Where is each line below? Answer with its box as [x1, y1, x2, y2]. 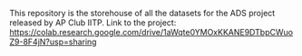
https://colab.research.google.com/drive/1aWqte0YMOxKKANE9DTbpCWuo [9, 27, 293, 37]
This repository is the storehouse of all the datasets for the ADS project [9, 8, 276, 18]
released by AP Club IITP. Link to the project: [9, 17, 177, 28]
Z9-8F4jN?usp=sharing [9, 36, 97, 47]
